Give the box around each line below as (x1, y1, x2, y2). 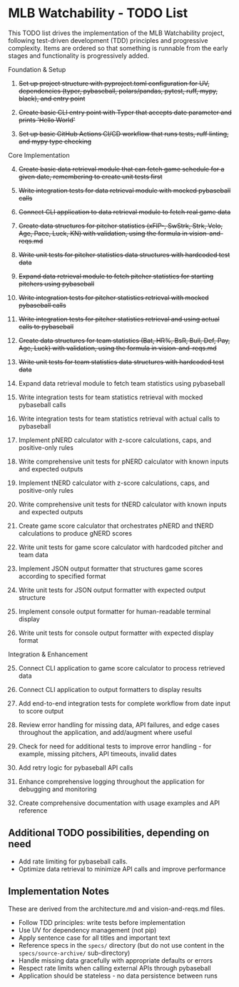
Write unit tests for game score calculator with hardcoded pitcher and (18, 543, 223, 551)
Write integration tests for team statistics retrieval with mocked (18, 393, 203, 401)
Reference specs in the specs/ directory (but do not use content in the (18, 941, 225, 949)
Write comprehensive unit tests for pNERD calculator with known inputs (18, 457, 229, 466)
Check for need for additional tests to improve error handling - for (18, 741, 212, 751)
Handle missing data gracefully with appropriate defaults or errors (18, 956, 213, 965)
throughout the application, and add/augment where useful (18, 728, 193, 736)
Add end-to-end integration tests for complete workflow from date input (18, 698, 230, 708)
